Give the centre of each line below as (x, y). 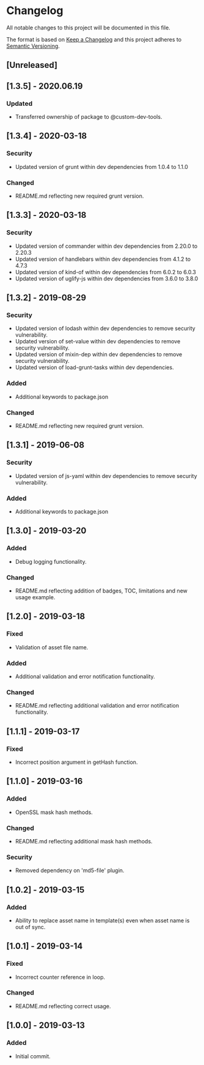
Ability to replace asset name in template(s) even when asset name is (102, 920)
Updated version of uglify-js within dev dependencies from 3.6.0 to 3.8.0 (107, 278)
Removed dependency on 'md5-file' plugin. (70, 870)
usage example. (35, 597)
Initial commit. (33, 1056)
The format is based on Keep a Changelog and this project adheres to (94, 39)
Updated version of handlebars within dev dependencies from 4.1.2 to (103, 259)
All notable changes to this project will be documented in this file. (89, 28)
